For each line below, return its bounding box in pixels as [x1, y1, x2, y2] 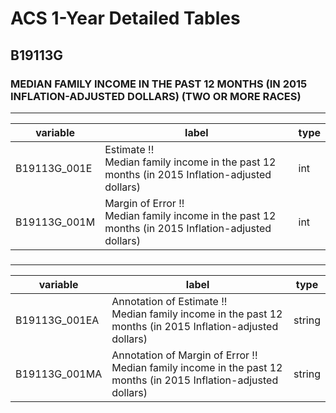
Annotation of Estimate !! [111, 294, 228, 308]
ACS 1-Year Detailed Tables [10, 7, 241, 30]
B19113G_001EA [15, 313, 100, 327]
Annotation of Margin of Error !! [111, 348, 258, 362]
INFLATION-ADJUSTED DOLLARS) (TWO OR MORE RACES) [10, 89, 302, 103]
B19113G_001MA [15, 367, 103, 381]
